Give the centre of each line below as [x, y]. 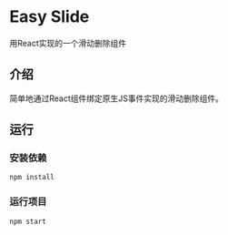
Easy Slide [50, 17]
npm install [32, 178]
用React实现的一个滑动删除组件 [68, 43]
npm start [28, 221]
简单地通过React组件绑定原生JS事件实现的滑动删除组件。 [117, 98]
